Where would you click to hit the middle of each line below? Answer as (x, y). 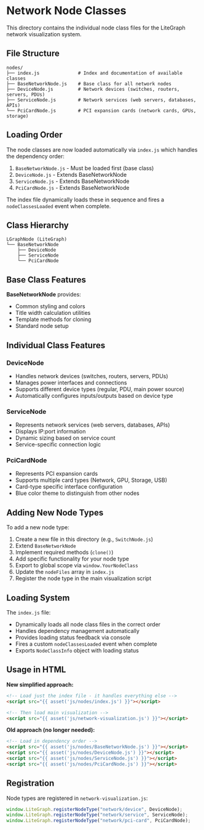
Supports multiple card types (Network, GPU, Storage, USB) (91, 480)
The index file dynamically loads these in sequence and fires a (85, 200)
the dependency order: (35, 156)
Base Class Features (46, 280)
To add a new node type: (38, 527)
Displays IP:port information (50, 432)
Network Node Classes (66, 11)
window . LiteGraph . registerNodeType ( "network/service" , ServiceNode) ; (97, 815)
